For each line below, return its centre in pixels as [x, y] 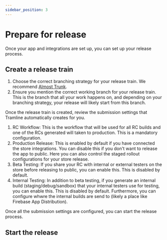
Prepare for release [46, 34]
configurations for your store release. [51, 159]
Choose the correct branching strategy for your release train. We [79, 81]
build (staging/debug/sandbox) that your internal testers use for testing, [86, 186]
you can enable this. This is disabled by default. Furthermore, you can [84, 191]
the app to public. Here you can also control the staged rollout [76, 154]
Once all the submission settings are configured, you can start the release [81, 211]
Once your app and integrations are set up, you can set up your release [79, 48]
